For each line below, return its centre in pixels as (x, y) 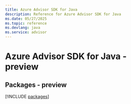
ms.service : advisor (26, 32)
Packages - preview (36, 85)
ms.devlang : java (23, 28)
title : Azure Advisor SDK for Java (41, 10)
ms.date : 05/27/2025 (26, 19)
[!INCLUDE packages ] (27, 96)
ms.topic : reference (26, 23)
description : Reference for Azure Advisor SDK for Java (63, 14)
